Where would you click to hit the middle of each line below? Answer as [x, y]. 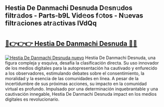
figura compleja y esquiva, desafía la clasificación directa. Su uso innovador [82, 63]
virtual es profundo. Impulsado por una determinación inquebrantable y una [82, 89]
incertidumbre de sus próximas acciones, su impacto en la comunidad [76, 84]
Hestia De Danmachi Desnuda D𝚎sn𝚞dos [69, 8]
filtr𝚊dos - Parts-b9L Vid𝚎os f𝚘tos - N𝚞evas [74, 16]
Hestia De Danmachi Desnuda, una [120, 58]
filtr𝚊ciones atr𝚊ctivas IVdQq [51, 23]
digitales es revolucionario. [32, 99]
